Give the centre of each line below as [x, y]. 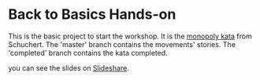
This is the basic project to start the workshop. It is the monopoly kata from [130, 36]
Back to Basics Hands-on [92, 15]
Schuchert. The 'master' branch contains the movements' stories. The [122, 44]
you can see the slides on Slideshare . [69, 67]
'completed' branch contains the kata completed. [88, 53]
